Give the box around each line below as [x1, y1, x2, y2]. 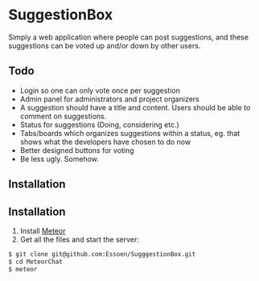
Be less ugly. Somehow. [19, 154, 99, 163]
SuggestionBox [8, 6, 113, 24]
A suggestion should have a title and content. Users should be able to [19, 102, 251, 112]
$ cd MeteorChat [8, 258, 63, 266]
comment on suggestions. [19, 111, 107, 121]
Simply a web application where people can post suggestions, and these [8, 32, 249, 42]
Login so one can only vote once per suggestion [19, 85, 181, 95]
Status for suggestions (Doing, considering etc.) [19, 119, 179, 130]
